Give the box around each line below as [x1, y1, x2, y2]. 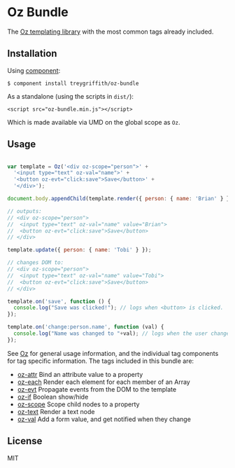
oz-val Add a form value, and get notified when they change [17, 415, 191, 423]
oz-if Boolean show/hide [17, 392, 89, 401]
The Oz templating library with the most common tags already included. [7, 27, 214, 36]
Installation [7, 48, 57, 60]
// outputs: [7, 207, 42, 214]
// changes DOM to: [7, 259, 64, 266]
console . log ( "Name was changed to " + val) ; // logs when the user [13, 330, 208, 337]
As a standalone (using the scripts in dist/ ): [7, 92, 134, 100]
